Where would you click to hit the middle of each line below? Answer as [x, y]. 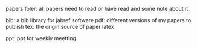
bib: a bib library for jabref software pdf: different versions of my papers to [98, 20]
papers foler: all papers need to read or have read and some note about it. [98, 9]
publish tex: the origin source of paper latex [60, 27]
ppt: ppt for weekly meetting [41, 38]
